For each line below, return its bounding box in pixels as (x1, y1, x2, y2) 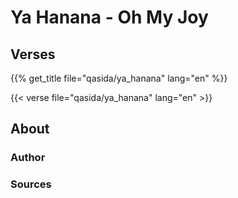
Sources (10, 177, 52, 191)
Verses (10, 46, 56, 63)
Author (10, 151, 46, 165)
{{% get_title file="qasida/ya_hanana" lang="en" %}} (10, 72, 228, 84)
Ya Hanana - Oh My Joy (10, 6, 209, 29)
